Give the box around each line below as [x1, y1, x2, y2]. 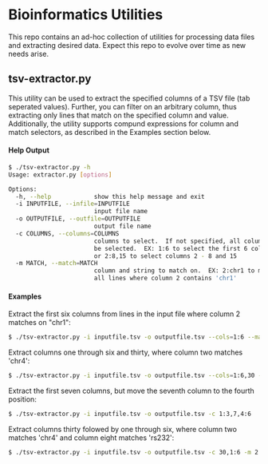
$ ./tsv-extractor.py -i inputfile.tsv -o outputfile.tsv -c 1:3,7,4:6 [8, 410, 251, 418]
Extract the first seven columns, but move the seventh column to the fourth [8, 386, 255, 396]
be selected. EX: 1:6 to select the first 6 [93, 244, 248, 252]
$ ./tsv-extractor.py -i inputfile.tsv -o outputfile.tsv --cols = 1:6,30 [8, 371, 255, 380]
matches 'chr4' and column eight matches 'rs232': [8, 433, 175, 442]
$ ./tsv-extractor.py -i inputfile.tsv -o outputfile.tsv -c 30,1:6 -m [8, 448, 251, 456]
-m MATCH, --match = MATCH [15, 260, 98, 268]
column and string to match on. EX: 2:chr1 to [93, 267, 255, 275]
